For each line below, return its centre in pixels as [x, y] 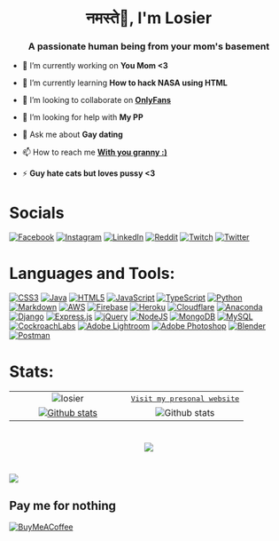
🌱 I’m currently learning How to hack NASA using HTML [124, 83]
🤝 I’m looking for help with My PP [82, 117]
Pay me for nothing [63, 506]
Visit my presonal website [185, 398]
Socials [37, 213]
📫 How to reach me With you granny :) [94, 152]
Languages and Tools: [92, 273]
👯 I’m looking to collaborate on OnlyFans [96, 100]
